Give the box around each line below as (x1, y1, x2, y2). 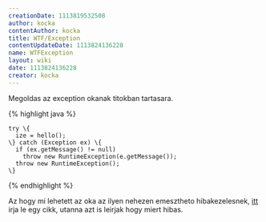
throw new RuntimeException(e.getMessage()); (22, 152, 178, 160)
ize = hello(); (15, 131, 66, 139)
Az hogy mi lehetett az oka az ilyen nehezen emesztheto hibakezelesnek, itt (8, 196, 259, 205)
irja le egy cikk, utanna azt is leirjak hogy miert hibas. (8, 204, 183, 214)
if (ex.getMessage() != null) (15, 145, 116, 153)
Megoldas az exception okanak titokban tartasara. (8, 93, 174, 103)
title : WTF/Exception (8, 34, 81, 42)
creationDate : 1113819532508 (8, 11, 106, 20)
